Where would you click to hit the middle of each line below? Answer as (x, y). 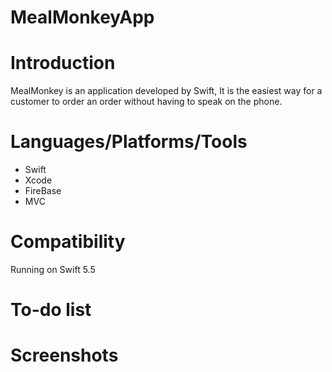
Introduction (63, 63)
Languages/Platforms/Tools (129, 142)
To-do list (51, 310)
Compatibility (68, 242)
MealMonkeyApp (82, 17)
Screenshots (64, 355)
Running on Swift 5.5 (53, 269)
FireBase (43, 191)
